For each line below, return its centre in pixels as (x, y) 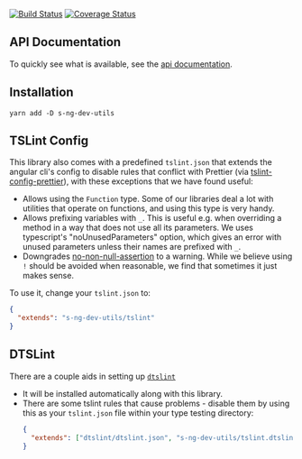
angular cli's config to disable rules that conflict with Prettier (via (129, 172)
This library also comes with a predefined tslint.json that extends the (141, 162)
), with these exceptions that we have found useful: (159, 181)
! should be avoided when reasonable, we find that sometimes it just (150, 266)
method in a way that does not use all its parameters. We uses (138, 228)
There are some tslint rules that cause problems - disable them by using (156, 403)
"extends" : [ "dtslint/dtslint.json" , (102, 437)
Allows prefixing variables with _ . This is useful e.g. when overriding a (152, 218)
